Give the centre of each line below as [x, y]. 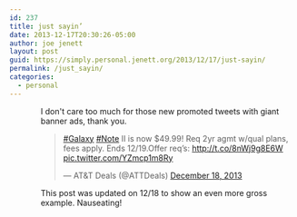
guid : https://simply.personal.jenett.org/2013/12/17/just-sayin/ [138, 60]
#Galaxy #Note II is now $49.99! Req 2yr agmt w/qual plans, [176, 138]
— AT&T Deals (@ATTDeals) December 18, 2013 [153, 175]
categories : [32, 77]
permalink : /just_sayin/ [56, 69]
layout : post [34, 52]
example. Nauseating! [81, 202]
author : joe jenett [46, 43]
